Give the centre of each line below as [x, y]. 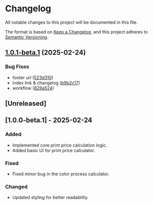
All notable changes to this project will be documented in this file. [72, 22]
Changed [17, 187]
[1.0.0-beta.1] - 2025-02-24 [49, 120]
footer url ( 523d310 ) [33, 78]
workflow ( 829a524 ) [33, 88]
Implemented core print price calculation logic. [60, 145]
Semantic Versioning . [27, 37]
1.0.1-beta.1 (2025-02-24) [46, 53]
